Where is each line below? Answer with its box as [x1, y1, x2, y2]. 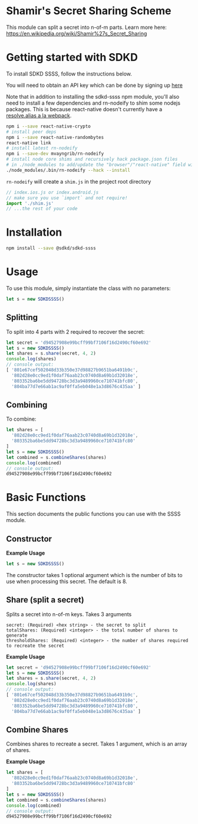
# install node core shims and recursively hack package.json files [6, 157, 178, 162]
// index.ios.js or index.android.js [6, 189, 99, 196]
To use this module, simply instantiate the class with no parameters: [6, 285, 171, 292]
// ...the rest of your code [6, 206, 78, 212]
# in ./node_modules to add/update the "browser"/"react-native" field [6, 162, 186, 168]
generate [6, 632, 28, 639]
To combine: [6, 415, 37, 423]
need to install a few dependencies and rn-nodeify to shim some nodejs [6, 99, 181, 106]
